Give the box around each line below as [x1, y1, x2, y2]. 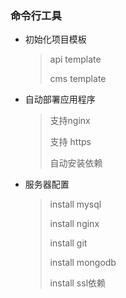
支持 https [49, 136, 92, 148]
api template [49, 53, 102, 66]
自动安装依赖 [49, 157, 103, 169]
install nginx [49, 218, 100, 230]
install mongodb [49, 257, 117, 269]
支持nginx [49, 115, 91, 127]
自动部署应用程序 [24, 93, 96, 106]
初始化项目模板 [24, 33, 87, 46]
